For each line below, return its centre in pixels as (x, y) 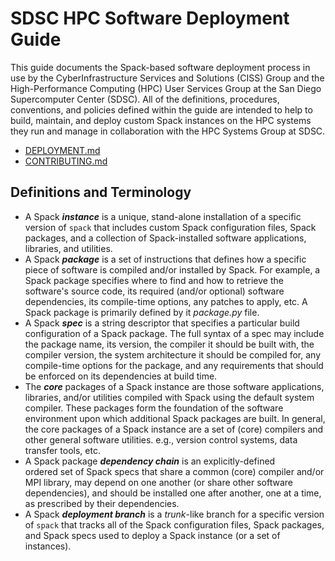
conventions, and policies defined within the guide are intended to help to (161, 109)
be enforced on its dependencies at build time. (121, 376)
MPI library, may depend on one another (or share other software (159, 482)
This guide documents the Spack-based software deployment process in (160, 67)
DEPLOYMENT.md (62, 150)
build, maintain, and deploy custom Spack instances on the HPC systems (161, 120)
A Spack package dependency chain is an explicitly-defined (150, 461)
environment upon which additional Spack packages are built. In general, (175, 418)
